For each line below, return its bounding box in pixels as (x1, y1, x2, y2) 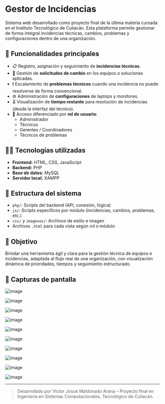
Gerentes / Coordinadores (19, 126, 73, 132)
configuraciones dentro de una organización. (5, 35, 96, 41)
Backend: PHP (12, 164, 43, 170)
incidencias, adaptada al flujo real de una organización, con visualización (5, 256, 153, 262)
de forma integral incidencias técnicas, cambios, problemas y (5, 30, 130, 36)
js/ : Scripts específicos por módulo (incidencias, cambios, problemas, (12, 208, 156, 214)
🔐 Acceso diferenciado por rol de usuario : (12, 111, 98, 117)
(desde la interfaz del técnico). (12, 106, 75, 112)
